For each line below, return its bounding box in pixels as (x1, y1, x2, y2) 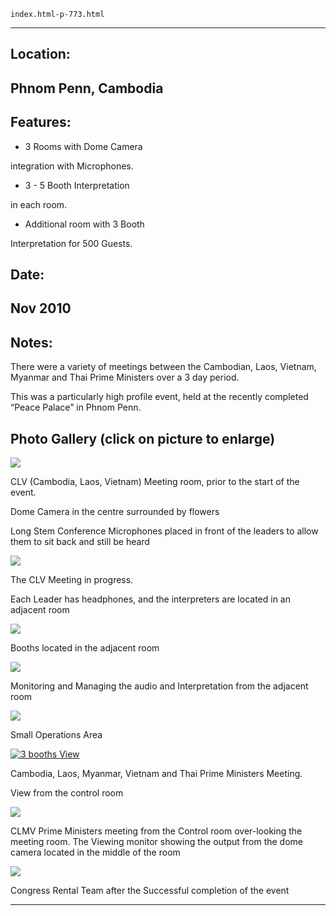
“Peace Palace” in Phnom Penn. (10, 401, 142, 414)
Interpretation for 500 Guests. (10, 237, 133, 249)
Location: (10, 46, 71, 63)
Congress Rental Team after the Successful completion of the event (10, 885, 290, 896)
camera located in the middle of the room (10, 846, 181, 858)
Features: (10, 114, 72, 131)
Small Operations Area (10, 729, 103, 740)
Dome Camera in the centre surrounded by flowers (10, 506, 220, 517)
